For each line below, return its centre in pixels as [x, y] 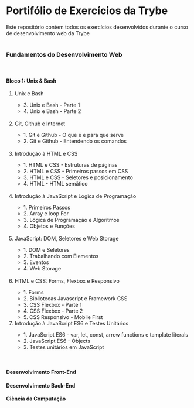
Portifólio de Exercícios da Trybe [87, 11]
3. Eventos [36, 262]
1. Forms [33, 292]
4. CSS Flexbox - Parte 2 [53, 311]
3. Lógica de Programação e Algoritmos [71, 220]
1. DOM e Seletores [46, 250]
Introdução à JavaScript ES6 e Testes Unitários [72, 324]
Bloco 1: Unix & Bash [31, 81]
